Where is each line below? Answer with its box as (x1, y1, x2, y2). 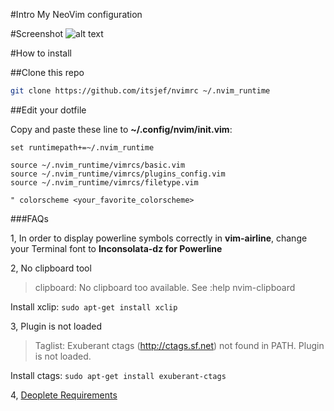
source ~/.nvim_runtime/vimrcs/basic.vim (10, 160, 186, 170)
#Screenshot (10, 28, 64, 39)
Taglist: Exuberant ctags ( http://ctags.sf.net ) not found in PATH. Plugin (34, 339, 325, 351)
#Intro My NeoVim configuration (10, 9, 143, 20)
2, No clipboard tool (10, 262, 92, 274)
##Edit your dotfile (10, 104, 87, 116)
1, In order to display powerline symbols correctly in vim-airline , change (10, 232, 308, 244)
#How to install (10, 47, 72, 59)
